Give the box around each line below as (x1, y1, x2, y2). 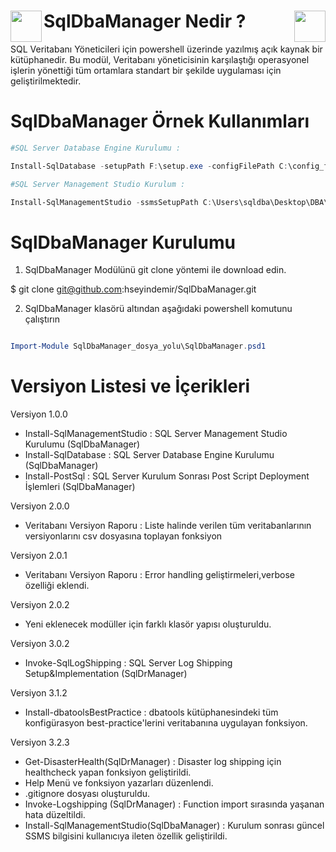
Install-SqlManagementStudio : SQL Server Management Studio (24, 428, 288, 440)
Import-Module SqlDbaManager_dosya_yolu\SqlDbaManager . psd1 (10, 341, 267, 352)
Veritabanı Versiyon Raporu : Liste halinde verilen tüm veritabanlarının (24, 520, 312, 532)
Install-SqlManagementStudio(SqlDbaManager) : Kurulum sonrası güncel (24, 820, 325, 832)
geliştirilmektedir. (10, 75, 82, 87)
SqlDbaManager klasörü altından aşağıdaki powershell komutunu (24, 303, 293, 315)
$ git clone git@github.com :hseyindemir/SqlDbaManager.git (10, 283, 257, 295)
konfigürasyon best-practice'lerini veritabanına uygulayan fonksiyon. (24, 717, 308, 729)
